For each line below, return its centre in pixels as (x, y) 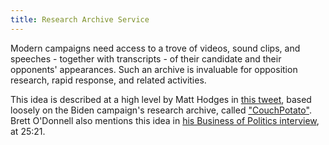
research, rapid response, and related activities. (108, 80)
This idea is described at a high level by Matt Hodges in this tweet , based (161, 99)
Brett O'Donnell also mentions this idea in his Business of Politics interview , (165, 120)
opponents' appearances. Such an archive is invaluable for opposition (154, 69)
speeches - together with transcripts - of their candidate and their (146, 58)
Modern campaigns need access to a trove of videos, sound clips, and (155, 48)
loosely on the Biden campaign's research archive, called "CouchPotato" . (161, 110)
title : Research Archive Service (80, 19)
